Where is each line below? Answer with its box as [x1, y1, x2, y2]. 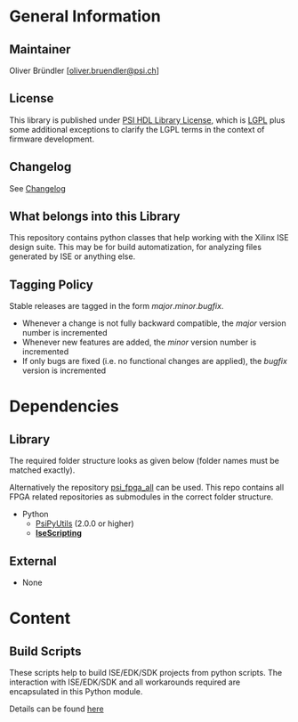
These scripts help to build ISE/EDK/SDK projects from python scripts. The [9, 668, 283, 678]
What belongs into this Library [9, 209, 181, 224]
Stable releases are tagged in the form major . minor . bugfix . [9, 301, 224, 312]
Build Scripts [9, 644, 82, 659]
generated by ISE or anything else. [9, 251, 136, 262]
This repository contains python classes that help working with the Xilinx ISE [9, 232, 289, 243]
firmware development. [9, 134, 95, 144]
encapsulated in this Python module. [9, 686, 143, 697]
